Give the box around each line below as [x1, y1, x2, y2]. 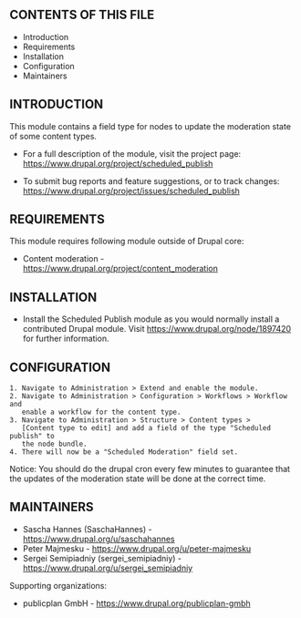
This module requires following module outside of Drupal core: [9, 236, 244, 247]
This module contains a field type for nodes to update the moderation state [9, 120, 292, 131]
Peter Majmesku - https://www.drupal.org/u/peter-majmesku [22, 542, 252, 554]
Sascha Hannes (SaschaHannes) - [22, 523, 152, 534]
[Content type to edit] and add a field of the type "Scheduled [21, 424, 272, 433]
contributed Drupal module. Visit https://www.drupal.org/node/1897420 [22, 324, 292, 335]
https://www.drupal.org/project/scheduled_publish [22, 158, 213, 169]
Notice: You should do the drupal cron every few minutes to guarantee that [9, 464, 290, 475]
